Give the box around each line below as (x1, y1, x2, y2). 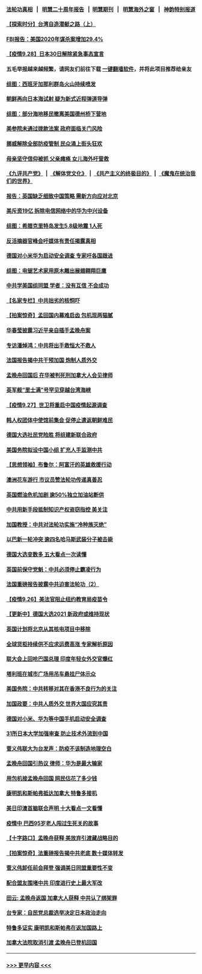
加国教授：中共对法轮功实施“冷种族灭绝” (6, 521, 107, 528)
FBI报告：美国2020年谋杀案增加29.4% (6, 35, 103, 42)
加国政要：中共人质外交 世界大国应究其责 (6, 700, 108, 707)
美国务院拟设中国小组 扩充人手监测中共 (6, 446, 103, 453)
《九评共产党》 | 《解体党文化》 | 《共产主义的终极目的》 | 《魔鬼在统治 (6, 170, 191, 177)
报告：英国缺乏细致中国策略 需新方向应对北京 (6, 192, 118, 199)
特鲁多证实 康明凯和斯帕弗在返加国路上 (6, 924, 103, 931)
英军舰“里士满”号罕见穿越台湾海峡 (6, 386, 91, 393)
